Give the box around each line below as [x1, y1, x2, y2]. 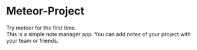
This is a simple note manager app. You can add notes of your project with [6, 30, 191, 37]
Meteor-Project [6, 4, 85, 18]
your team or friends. [6, 37, 59, 44]
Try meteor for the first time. [6, 24, 77, 31]
